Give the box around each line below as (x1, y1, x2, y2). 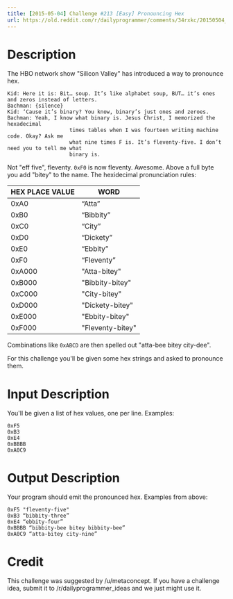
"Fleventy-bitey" (81, 323, 137, 333)
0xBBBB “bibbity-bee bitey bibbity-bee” (7, 525, 126, 532)
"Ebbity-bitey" (81, 312, 130, 322)
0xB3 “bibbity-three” (7, 512, 70, 520)
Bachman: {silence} (7, 102, 64, 110)
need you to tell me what (7, 145, 82, 152)
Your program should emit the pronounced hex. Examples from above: (7, 493, 208, 501)
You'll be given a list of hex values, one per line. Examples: (7, 409, 175, 418)
